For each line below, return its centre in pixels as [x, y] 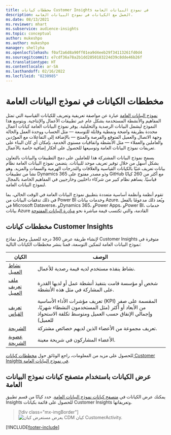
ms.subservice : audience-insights [42, 29]
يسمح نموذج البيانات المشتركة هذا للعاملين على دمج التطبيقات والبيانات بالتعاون [80, 158]
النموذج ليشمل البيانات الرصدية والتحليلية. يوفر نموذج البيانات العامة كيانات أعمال [81, 126]
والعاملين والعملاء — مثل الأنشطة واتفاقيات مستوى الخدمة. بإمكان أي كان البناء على [84, 142]
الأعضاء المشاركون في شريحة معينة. [76, 339]
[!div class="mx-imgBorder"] [48, 412]
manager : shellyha [25, 48]
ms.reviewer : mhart [26, 24]
